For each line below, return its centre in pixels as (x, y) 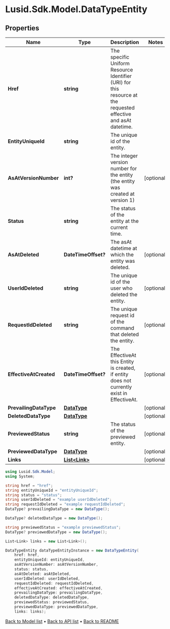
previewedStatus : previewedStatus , (52, 602)
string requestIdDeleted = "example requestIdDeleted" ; (65, 504)
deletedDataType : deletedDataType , (52, 598)
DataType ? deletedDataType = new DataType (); (54, 518)
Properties (22, 28)
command (122, 328)
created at (123, 194)
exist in (119, 393)
